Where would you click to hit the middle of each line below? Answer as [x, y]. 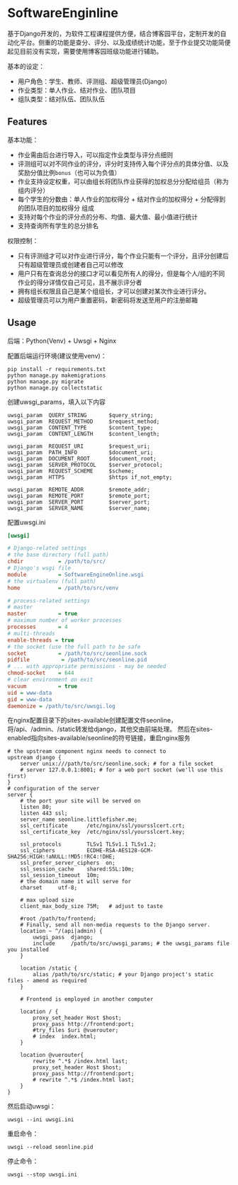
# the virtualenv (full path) [52, 581]
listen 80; [36, 807]
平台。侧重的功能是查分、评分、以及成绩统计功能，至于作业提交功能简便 [125, 42]
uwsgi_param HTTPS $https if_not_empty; [90, 477]
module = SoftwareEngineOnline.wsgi [75, 574]
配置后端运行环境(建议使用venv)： [57, 356]
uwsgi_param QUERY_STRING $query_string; [80, 415]
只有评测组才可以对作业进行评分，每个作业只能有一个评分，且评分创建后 [123, 256]
